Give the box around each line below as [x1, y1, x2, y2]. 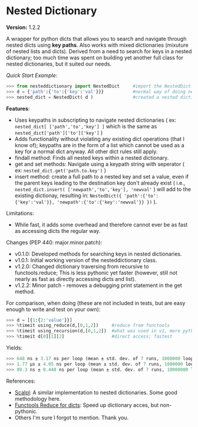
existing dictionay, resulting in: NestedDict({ [14, 192, 122, 199]
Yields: [6, 344, 23, 351]
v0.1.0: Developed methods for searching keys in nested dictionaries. [14, 250, 182, 257]
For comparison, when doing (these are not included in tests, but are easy [6, 299, 186, 306]
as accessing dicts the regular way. [14, 227, 101, 234]
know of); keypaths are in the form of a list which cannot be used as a [14, 141, 184, 148]
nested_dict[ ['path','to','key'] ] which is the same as [14, 122, 157, 130]
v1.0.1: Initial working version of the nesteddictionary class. [14, 256, 157, 264]
